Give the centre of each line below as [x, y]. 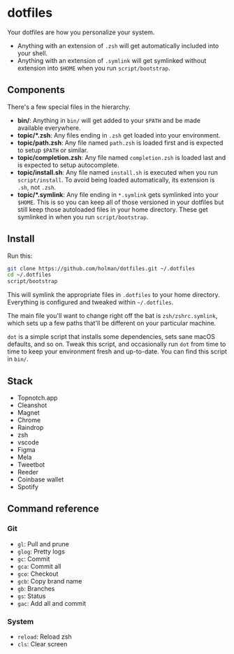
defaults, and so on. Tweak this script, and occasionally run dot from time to [117, 344]
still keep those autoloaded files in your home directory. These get [112, 209]
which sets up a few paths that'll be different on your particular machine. [112, 324]
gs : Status [31, 596]
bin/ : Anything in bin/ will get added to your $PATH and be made [109, 120]
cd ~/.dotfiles [29, 275]
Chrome [29, 420]
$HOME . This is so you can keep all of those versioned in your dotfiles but [120, 202]
